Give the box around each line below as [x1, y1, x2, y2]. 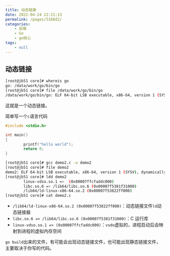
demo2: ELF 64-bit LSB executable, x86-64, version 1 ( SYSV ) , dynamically [5, 170, 166, 175]
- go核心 [14, 36, 31, 41]
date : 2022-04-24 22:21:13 [5, 12, 62, 17]
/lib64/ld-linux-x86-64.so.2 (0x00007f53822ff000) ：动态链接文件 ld [12, 203, 157, 209]
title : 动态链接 [5, 7, 36, 13]
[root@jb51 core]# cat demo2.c [5, 193, 71, 198]
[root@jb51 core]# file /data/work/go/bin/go [5, 88, 103, 93]
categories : [5, 21, 30, 27]
